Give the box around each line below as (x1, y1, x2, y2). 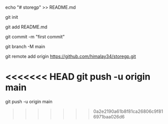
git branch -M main (5, 44, 46, 50)
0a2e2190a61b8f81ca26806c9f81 (93, 108, 163, 114)
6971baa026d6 (93, 113, 125, 119)
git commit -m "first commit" (5, 34, 65, 39)
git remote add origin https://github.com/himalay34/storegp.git (5, 53, 136, 59)
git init (5, 14, 19, 20)
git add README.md (5, 24, 48, 30)
